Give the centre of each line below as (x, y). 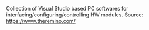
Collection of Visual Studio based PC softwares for (67, 9)
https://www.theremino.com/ (41, 21)
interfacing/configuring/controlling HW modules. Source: (75, 15)
